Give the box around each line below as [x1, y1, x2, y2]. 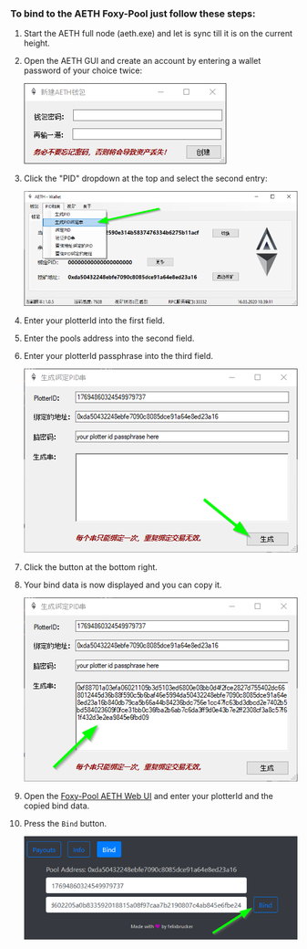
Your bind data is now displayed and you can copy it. [23, 579, 222, 590]
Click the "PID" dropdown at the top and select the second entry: [23, 173, 268, 185]
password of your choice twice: [23, 65, 143, 76]
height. [23, 37, 51, 48]
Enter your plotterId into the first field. [23, 314, 165, 326]
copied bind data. [23, 800, 90, 811]
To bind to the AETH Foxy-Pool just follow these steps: [10, 7, 256, 20]
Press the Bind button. [23, 817, 107, 828]
